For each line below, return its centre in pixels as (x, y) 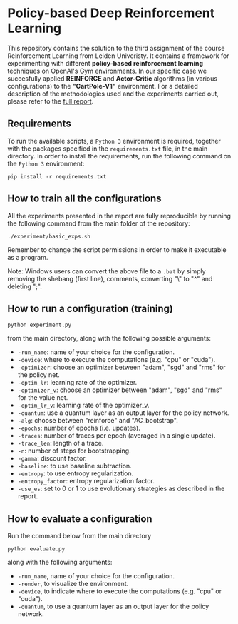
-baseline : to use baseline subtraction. (74, 466)
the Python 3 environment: (46, 163)
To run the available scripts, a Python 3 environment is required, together (114, 141)
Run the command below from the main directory (79, 536)
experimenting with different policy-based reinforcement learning (105, 63)
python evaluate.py (36, 549)
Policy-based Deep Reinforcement (111, 13)
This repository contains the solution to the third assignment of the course (116, 48)
